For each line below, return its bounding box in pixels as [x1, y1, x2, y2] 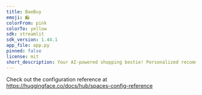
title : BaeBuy [6, 8, 42, 15]
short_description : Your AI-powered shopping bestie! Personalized [6, 59, 179, 65]
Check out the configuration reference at [6, 76, 108, 83]
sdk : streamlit [6, 31, 44, 37]
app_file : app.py [6, 43, 50, 49]
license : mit [6, 54, 39, 60]
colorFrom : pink [6, 20, 47, 26]
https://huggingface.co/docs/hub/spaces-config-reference [6, 82, 153, 89]
